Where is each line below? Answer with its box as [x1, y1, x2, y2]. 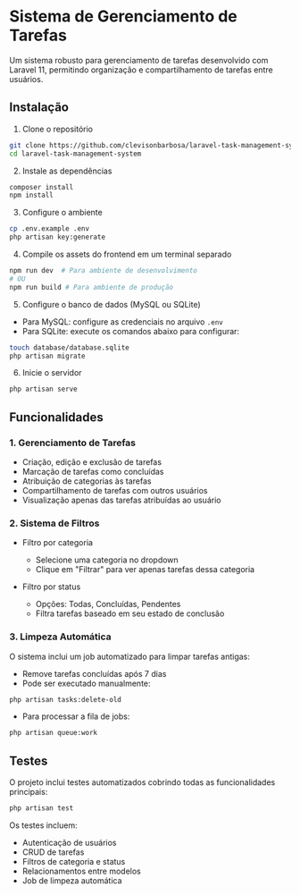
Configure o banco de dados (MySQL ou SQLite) [21, 299, 201, 309]
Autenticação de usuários [21, 837, 117, 848]
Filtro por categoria [21, 537, 94, 548]
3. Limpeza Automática [9, 630, 112, 643]
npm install [9, 190, 54, 200]
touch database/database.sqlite [9, 342, 129, 352]
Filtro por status [21, 581, 81, 592]
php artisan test [9, 804, 74, 813]
